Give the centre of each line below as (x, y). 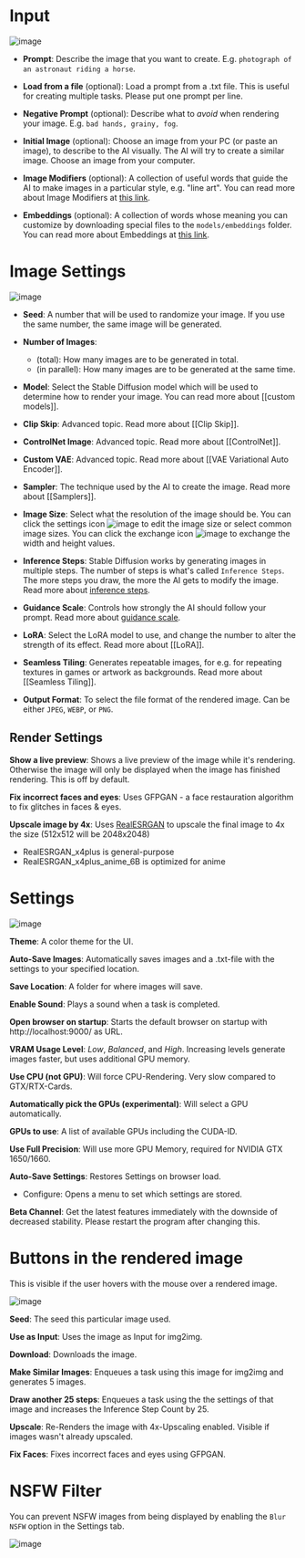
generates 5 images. (48, 1381)
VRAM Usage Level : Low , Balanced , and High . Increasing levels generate (147, 1049)
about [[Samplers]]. (59, 496)
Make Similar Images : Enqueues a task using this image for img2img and (147, 1372)
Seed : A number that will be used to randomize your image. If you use (153, 314)
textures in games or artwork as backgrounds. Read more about (142, 672)
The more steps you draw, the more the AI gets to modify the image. (151, 580)
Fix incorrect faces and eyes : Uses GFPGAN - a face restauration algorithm (152, 797)
